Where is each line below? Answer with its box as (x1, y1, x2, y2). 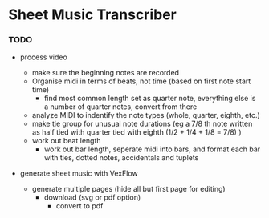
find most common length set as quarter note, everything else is (43, 94, 256, 103)
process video (19, 52, 68, 62)
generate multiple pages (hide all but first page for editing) (31, 184, 226, 194)
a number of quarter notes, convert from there (43, 102, 198, 111)
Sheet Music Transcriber (8, 6, 177, 24)
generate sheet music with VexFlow (19, 168, 138, 178)
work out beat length (31, 136, 102, 146)
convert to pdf (55, 201, 104, 211)
